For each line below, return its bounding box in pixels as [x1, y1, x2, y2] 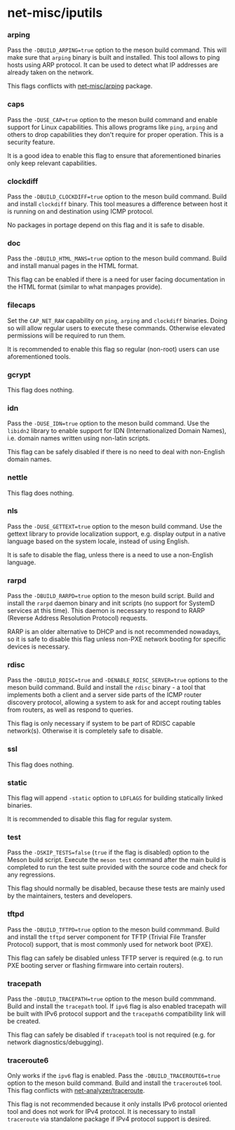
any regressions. [7, 870, 55, 879]
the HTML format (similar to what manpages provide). [7, 283, 163, 291]
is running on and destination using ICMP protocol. [7, 207, 154, 215]
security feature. [7, 138, 55, 146]
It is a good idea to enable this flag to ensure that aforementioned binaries [7, 151, 221, 159]
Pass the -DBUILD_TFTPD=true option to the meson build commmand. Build [7, 925, 220, 933]
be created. [7, 1016, 41, 1025]
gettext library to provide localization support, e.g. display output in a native [7, 529, 226, 538]
